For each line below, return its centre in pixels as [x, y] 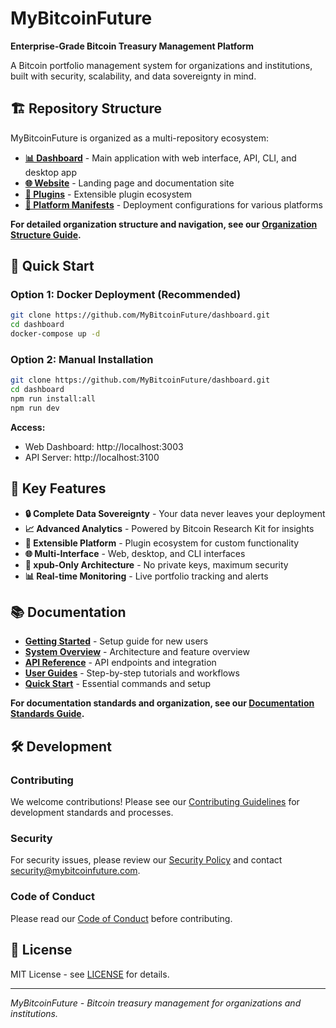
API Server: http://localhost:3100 [92, 457]
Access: [28, 427]
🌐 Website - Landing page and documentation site [129, 183]
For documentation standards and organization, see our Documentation [162, 703]
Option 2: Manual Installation [82, 359]
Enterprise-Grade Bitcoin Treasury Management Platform [132, 46]
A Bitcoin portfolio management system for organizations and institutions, [161, 65]
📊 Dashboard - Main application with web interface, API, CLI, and [160, 158]
